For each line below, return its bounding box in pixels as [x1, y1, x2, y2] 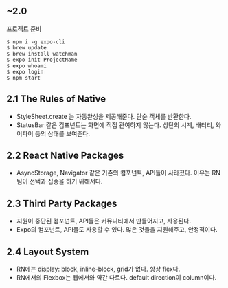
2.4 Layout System [6, 245, 89, 257]
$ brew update [6, 44, 47, 51]
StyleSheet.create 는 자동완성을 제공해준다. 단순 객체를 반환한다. [16, 112, 192, 120]
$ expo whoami [6, 62, 47, 69]
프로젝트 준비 [6, 24, 42, 33]
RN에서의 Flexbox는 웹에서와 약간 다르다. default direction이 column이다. [16, 274, 217, 282]
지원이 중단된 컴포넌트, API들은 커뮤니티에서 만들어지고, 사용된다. [16, 217, 192, 225]
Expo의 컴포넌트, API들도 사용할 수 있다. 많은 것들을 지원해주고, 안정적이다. [16, 225, 218, 234]
